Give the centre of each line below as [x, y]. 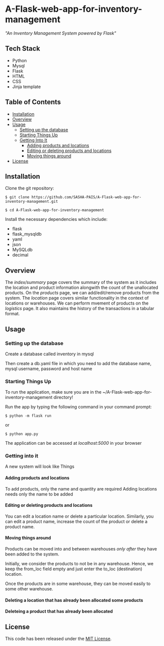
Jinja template [26, 87]
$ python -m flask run [28, 416]
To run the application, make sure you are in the [53, 392]
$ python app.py [22, 434]
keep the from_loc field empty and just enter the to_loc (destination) [74, 569]
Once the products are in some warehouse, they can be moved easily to [78, 584]
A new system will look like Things [40, 466]
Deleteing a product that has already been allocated [59, 612]
